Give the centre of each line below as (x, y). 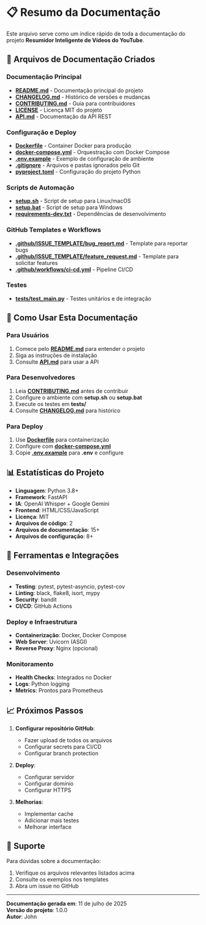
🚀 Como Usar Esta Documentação (72, 318)
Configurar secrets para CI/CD (63, 747)
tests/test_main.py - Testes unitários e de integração (83, 298)
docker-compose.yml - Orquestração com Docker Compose (92, 152)
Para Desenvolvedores (41, 377)
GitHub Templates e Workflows (54, 230)
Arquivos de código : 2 (44, 523)
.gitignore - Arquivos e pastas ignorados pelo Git (77, 165)
